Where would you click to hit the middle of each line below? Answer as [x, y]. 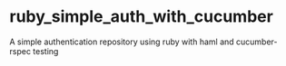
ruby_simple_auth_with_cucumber [142, 17]
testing [46, 51]
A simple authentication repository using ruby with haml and [122, 42]
